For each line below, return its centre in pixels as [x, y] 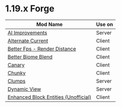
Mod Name [50, 24]
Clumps [17, 81]
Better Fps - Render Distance [42, 49]
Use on [104, 24]
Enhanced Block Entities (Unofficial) [50, 97]
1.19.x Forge [30, 9]
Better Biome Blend [30, 56]
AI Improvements [28, 33]
